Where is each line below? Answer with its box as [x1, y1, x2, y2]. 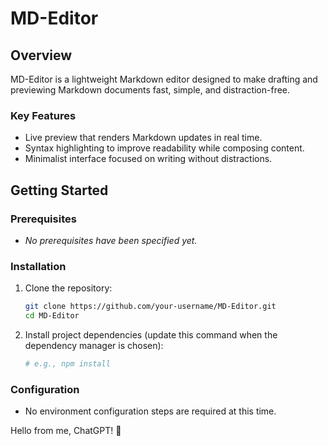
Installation [10, 259, 67, 273]
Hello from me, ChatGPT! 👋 [10, 425, 122, 437]
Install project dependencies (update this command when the [24, 329, 278, 341]
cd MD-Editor [24, 311, 80, 321]
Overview [10, 47, 73, 64]
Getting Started [10, 182, 109, 199]
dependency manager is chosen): [24, 340, 164, 352]
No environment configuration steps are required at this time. [24, 405, 277, 417]
